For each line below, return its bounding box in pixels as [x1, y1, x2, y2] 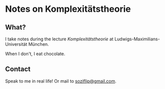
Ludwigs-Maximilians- [114, 36, 160, 42]
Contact [5, 65, 31, 73]
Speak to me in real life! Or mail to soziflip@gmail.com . [5, 78, 116, 84]
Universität [5, 41, 27, 47]
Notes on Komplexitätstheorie [5, 3, 131, 15]
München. [28, 41, 49, 47]
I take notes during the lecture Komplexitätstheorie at [5, 36, 114, 42]
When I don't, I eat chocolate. [5, 51, 65, 57]
